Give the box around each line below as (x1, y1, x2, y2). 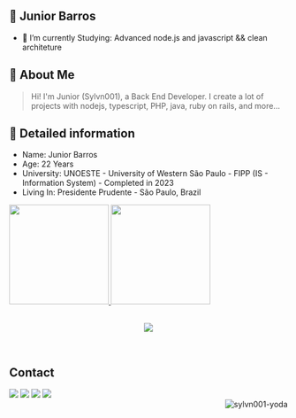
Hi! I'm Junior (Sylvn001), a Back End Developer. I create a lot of (30, 90, 264, 102)
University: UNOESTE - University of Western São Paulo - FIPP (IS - (21, 168, 269, 179)
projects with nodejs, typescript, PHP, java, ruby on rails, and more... (30, 100, 281, 111)
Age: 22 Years (21, 159, 74, 169)
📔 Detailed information (9, 126, 135, 142)
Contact (9, 365, 55, 380)
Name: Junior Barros (21, 150, 98, 160)
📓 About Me (9, 67, 75, 82)
